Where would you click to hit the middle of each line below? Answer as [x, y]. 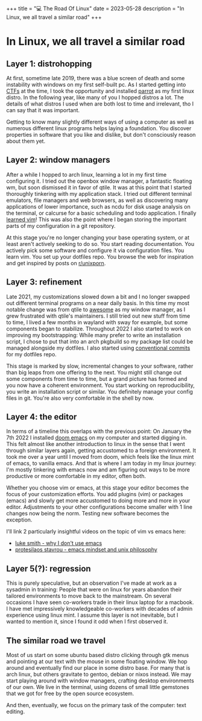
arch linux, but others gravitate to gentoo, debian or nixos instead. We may [99, 675]
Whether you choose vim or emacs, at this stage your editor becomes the [98, 488]
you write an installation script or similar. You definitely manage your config [99, 391]
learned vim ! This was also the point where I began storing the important [96, 219]
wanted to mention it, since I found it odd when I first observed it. [87, 622]
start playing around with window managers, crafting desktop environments [100, 681]
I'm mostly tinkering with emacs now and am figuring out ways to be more [98, 470]
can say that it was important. [43, 110]
